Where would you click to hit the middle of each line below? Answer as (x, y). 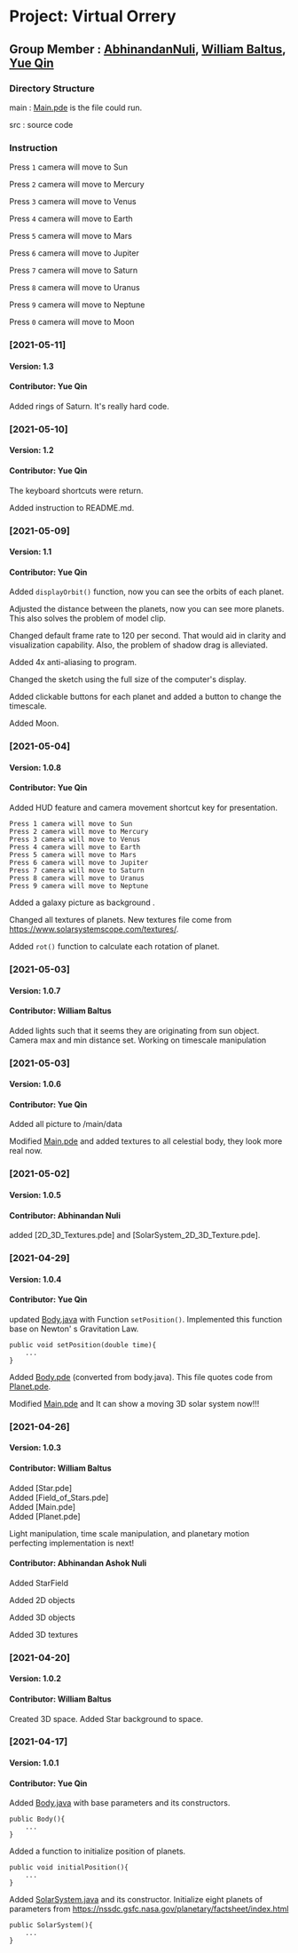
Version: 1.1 (31, 552)
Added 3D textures (43, 1634)
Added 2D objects (42, 1600)
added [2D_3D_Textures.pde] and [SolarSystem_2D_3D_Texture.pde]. (135, 1235)
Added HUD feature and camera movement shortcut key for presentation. (143, 808)
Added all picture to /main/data (66, 1124)
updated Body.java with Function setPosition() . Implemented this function (146, 1319)
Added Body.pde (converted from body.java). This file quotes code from (141, 1377)
